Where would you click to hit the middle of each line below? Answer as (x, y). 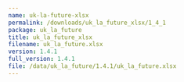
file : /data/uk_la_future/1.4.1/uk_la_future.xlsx (92, 66)
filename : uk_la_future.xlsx (56, 45)
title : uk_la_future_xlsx (50, 37)
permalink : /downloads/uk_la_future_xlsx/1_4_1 (87, 23)
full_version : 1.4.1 (42, 59)
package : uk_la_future (45, 30)
